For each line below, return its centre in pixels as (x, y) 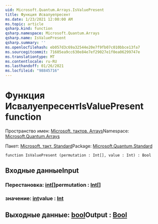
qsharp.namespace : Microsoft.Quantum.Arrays (52, 33)
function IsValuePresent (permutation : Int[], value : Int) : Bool (78, 155)
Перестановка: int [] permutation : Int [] (53, 185)
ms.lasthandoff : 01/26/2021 (35, 66)
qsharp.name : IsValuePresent (36, 38)
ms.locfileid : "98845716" (32, 71)
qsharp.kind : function (29, 29)
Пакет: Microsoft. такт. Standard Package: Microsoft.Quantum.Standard (79, 146)
